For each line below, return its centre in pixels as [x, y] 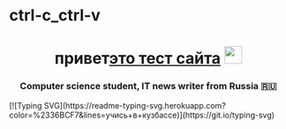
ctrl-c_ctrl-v [55, 15]
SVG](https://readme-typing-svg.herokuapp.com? [135, 105]
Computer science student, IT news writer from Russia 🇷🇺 [148, 87]
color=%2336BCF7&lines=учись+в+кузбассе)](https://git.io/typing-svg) [142, 115]
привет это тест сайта [138, 59]
